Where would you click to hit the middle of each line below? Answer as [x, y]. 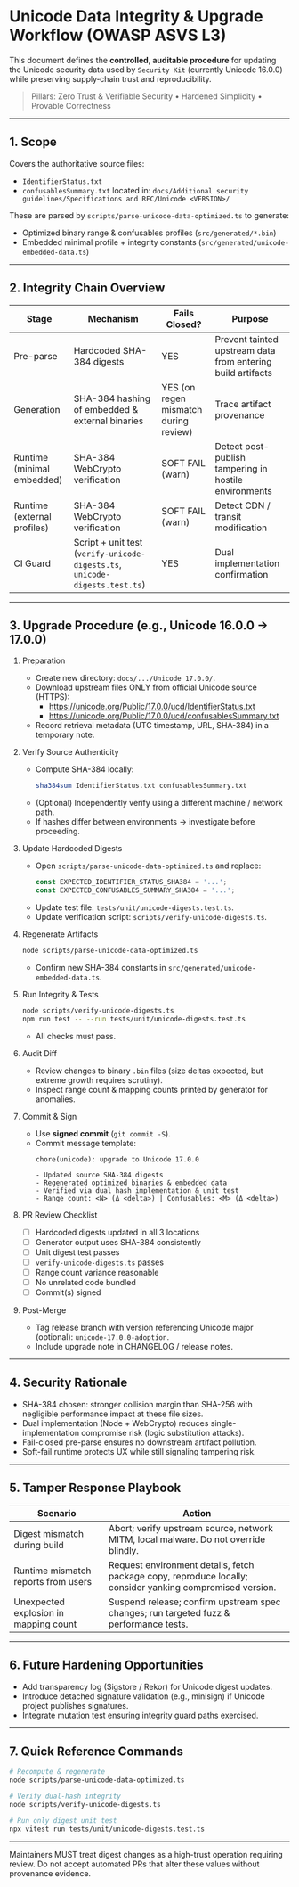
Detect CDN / [242, 505]
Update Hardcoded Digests [72, 849]
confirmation [242, 574]
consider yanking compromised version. [192, 1587]
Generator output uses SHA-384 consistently [118, 1242]
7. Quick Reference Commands [97, 1751]
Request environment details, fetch [181, 1564]
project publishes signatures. [75, 1705]
